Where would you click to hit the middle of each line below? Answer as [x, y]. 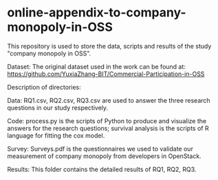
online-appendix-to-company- [97, 13]
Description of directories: [44, 87]
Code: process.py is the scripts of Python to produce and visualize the [107, 120]
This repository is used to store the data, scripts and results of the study [109, 46]
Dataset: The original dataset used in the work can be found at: [96, 66]
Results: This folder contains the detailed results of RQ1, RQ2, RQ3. [102, 169]
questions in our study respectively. [58, 107]
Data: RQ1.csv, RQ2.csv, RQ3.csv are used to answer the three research [109, 100]
